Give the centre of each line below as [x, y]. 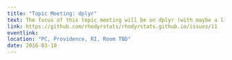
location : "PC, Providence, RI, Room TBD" [69, 39]
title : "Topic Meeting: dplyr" [52, 13]
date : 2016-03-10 [32, 46]
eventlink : [23, 33]
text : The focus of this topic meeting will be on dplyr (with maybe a [112, 20]
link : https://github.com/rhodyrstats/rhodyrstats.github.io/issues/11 [112, 26]
